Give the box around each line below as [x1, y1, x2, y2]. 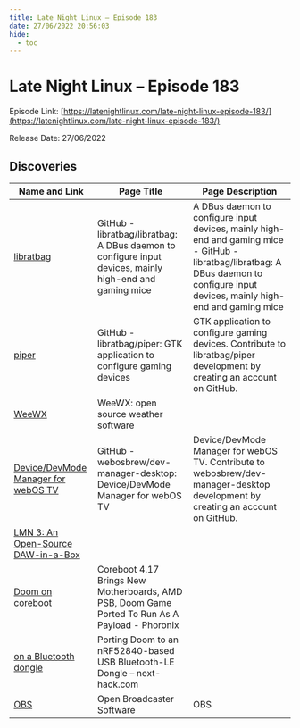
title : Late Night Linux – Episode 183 [9, 13, 158, 22]
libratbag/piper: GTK [96, 338, 183, 349]
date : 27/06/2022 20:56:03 [9, 21, 110, 30]
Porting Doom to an [96, 633, 179, 646]
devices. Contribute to [193, 338, 287, 349]
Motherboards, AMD [96, 586, 183, 598]
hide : [9, 29, 29, 38]
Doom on [13, 586, 53, 598]
